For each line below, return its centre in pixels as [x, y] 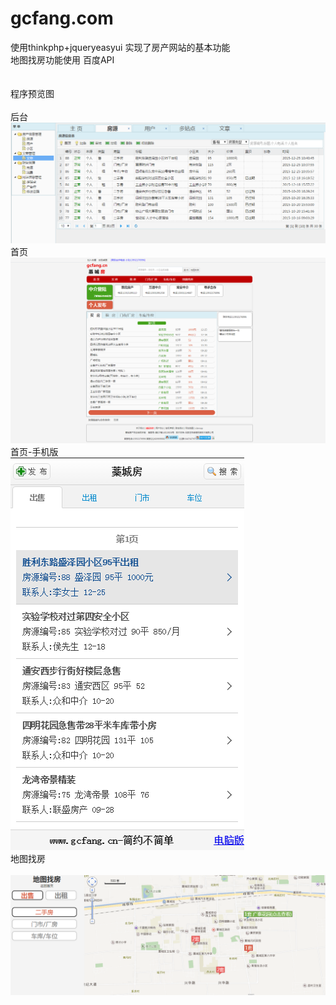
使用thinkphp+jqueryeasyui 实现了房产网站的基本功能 [120, 47]
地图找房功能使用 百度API [62, 59]
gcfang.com [62, 18]
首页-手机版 [34, 452]
